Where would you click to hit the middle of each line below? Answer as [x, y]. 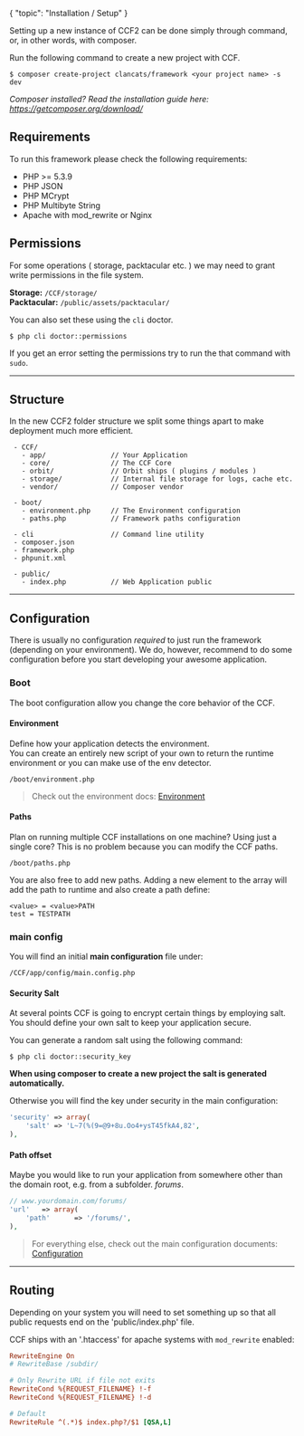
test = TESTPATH [40, 914]
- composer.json [44, 542]
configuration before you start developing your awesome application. [138, 659]
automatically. [37, 1083]
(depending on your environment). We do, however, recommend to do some [151, 650]
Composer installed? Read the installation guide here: [109, 99]
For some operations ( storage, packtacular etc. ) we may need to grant [142, 265]
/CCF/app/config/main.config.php [72, 973]
